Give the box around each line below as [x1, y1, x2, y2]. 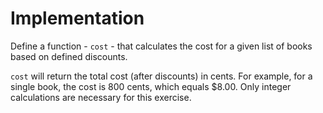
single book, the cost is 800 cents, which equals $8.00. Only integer [10, 80, 292, 92]
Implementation [10, 7, 145, 30]
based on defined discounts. [10, 50, 128, 62]
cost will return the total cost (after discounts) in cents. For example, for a [10, 70, 313, 82]
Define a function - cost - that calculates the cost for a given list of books [10, 40, 313, 52]
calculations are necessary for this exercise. [10, 91, 192, 103]
